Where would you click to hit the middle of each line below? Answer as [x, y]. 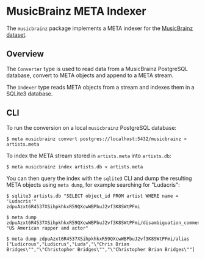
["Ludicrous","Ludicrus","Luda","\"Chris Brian [68, 244]
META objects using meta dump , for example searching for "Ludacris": [93, 184]
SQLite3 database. [30, 94]
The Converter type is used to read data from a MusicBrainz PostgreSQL [97, 69]
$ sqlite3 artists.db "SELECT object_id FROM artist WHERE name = [92, 196]
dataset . [17, 34]
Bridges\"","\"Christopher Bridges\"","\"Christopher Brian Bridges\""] [101, 249]
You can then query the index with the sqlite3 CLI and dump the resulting [99, 178]
